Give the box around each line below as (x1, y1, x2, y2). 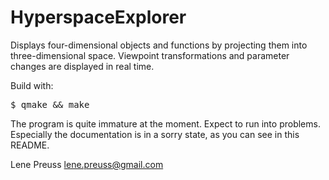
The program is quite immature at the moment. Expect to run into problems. (10, 117, 321, 130)
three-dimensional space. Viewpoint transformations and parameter (10, 49, 290, 61)
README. (10, 139, 50, 151)
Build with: (10, 79, 54, 91)
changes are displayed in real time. (10, 60, 155, 72)
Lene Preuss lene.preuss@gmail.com (10, 158, 164, 170)
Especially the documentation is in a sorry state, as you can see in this (10, 128, 300, 140)
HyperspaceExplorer (10, 6, 187, 29)
